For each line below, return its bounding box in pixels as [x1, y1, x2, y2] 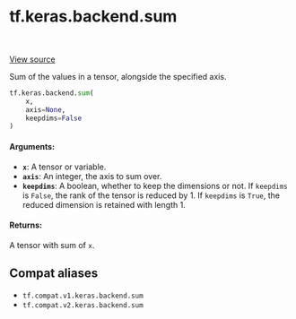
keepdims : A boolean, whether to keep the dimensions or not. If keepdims [22, 180, 289, 191]
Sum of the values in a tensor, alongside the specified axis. [9, 71, 227, 82]
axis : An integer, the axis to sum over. [22, 170, 162, 181]
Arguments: [9, 141, 56, 151]
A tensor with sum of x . [9, 239, 95, 250]
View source [9, 54, 56, 65]
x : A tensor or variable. [22, 161, 107, 172]
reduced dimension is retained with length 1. [22, 199, 186, 210]
